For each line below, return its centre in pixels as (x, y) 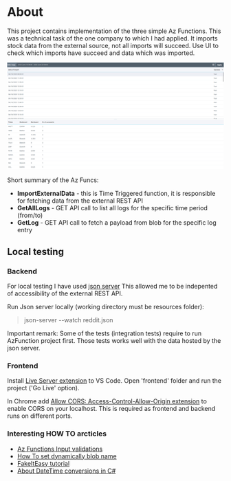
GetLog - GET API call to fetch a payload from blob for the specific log (117, 223)
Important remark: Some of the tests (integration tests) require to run (104, 333)
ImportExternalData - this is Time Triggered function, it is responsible (116, 194)
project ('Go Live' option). (43, 388)
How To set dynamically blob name (67, 456)
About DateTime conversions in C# (66, 471)
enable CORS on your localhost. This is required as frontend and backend (111, 409)
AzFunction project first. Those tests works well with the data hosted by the (114, 341)
